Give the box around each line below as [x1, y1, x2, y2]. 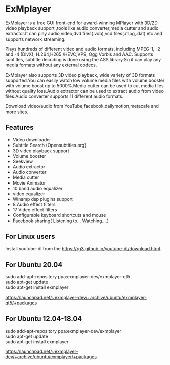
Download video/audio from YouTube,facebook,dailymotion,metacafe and [5, 103, 159, 109]
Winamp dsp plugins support [12, 196, 73, 202]
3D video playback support [12, 148, 69, 154]
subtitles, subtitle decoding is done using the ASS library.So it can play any [5, 56, 161, 62]
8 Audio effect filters [12, 201, 56, 207]
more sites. [5, 108, 29, 115]
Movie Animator [12, 179, 46, 186]
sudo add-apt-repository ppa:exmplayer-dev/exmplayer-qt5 [5, 274, 131, 280]
